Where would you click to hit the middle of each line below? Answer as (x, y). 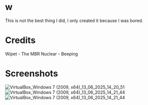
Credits (20, 40)
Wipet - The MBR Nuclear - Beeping (42, 54)
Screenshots (32, 73)
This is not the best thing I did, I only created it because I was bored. (74, 21)
